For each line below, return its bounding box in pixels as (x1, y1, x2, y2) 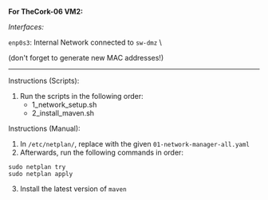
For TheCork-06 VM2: (8, 7, 84, 16)
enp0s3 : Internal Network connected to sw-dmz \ (8, 37, 162, 47)
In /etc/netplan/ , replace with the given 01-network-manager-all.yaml (19, 139, 250, 148)
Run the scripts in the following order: (19, 92, 144, 100)
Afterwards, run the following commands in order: (19, 147, 183, 157)
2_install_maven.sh (31, 108, 94, 118)
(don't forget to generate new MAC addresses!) (8, 53, 164, 62)
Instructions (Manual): (8, 124, 81, 133)
